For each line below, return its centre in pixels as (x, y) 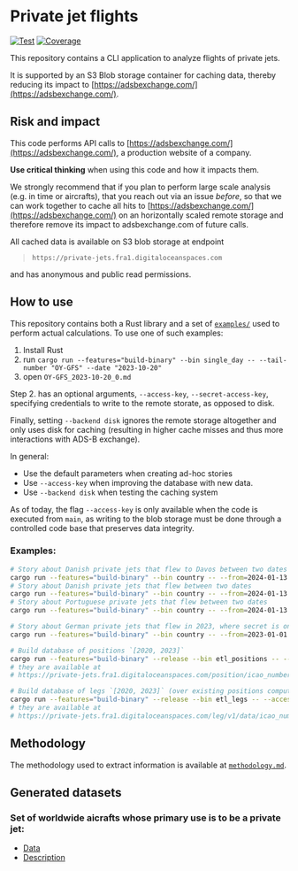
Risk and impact (55, 122)
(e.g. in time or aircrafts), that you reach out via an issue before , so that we (146, 196)
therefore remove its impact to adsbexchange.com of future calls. (130, 224)
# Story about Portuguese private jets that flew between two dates (139, 602)
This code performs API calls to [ (70, 143)
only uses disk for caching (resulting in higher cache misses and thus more (147, 429)
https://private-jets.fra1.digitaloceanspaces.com (127, 258)
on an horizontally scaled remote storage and (201, 215)
